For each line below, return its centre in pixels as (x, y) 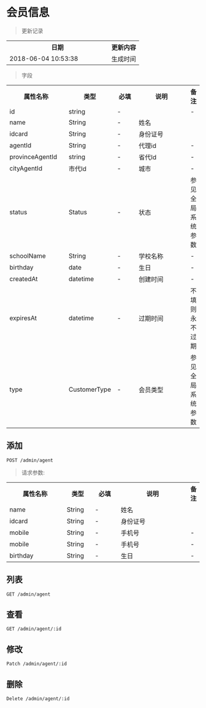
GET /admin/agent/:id (34, 629)
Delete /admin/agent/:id (38, 699)
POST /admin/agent (30, 460)
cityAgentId (26, 168)
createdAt (24, 279)
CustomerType (90, 389)
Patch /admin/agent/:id (37, 664)
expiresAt (23, 318)
